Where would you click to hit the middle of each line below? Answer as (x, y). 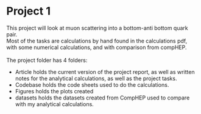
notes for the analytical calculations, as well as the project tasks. (96, 78)
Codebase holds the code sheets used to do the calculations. (92, 85)
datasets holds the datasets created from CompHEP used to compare (102, 98)
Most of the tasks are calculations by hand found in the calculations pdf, (97, 41)
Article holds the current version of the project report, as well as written (105, 72)
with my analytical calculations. (55, 104)
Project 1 (28, 11)
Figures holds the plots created (54, 91)
